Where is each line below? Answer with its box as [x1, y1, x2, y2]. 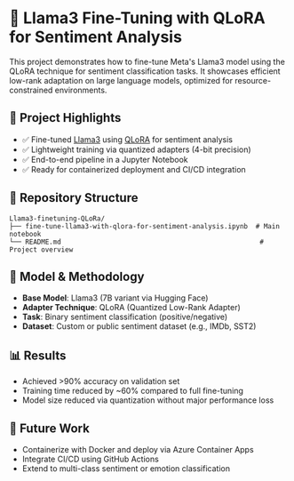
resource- [234, 75, 272, 85]
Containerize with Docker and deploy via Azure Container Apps [21, 445, 255, 454]
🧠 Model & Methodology [9, 269, 145, 284]
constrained [9, 84, 53, 95]
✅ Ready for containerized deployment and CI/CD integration [21, 164, 246, 174]
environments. [54, 84, 107, 95]
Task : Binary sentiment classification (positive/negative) [21, 311, 228, 323]
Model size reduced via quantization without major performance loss [21, 395, 274, 405]
